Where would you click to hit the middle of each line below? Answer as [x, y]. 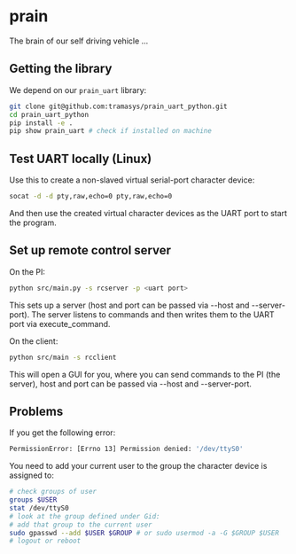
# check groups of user [53, 492]
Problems [36, 411]
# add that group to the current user [81, 525]
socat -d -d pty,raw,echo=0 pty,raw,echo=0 [91, 197]
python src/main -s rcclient [63, 357]
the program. [33, 222]
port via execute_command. [60, 324]
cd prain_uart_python [49, 114]
